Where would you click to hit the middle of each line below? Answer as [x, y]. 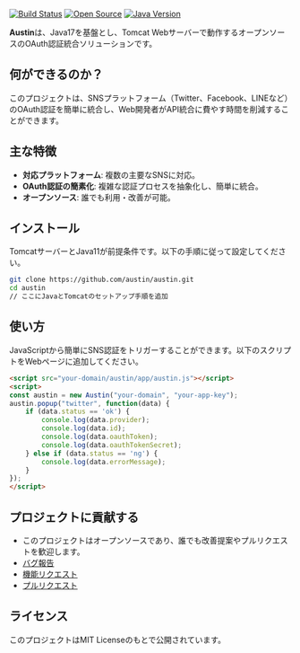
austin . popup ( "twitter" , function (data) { [90, 403]
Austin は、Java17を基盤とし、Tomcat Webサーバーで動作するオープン [140, 32]
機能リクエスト [50, 574]
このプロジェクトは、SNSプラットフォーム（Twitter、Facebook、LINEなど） [149, 98]
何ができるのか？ [56, 75]
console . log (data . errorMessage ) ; [104, 462]
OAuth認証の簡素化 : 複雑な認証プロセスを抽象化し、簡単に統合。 [143, 186]
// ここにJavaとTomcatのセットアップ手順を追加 [89, 296]
